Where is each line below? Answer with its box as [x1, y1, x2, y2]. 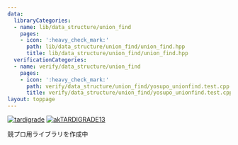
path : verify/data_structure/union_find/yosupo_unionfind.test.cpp [25, 83, 230, 90]
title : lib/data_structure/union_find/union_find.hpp [25, 50, 189, 57]
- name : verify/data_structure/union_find [13, 63, 141, 70]
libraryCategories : [13, 17, 72, 24]
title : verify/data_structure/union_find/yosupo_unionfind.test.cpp [25, 89, 233, 96]
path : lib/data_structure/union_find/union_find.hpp [25, 43, 186, 50]
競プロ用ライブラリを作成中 [7, 130, 89, 138]
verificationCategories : [13, 57, 87, 64]
